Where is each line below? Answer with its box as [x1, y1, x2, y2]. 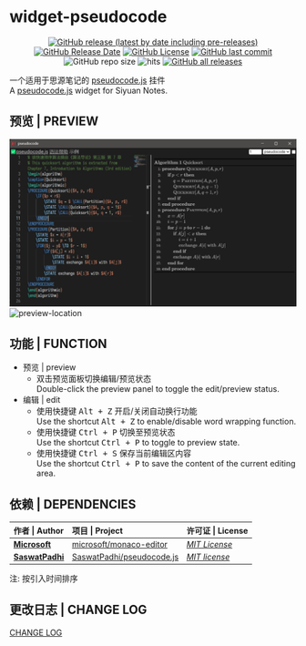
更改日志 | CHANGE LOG [9, 602, 148, 618]
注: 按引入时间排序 [9, 572, 78, 584]
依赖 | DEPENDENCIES [9, 497, 137, 512]
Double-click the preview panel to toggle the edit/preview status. [36, 384, 280, 395]
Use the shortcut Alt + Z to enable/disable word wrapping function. [36, 416, 297, 427]
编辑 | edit [22, 395, 61, 405]
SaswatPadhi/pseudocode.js [71, 551, 179, 562]
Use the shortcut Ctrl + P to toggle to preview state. [36, 437, 240, 448]
